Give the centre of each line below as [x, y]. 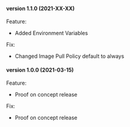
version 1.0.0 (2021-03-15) [40, 70]
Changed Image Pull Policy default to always [69, 56]
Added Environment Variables [51, 33]
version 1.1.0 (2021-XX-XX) [41, 8]
